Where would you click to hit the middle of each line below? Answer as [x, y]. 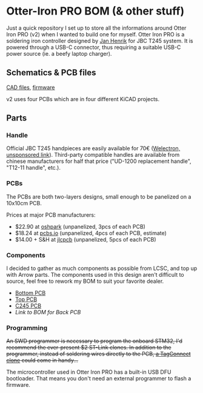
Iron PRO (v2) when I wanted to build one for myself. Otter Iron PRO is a [95, 34]
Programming [27, 328]
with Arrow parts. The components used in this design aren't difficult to [95, 275]
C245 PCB [28, 306]
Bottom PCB [30, 293]
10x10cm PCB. [24, 203]
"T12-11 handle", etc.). [34, 168]
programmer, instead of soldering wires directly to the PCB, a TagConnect [98, 354]
